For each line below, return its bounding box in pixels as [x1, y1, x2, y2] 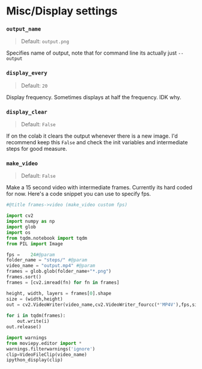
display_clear [6, 108, 47, 115]
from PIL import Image [6, 240, 63, 247]
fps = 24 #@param [6, 251, 55, 258]
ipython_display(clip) [6, 357, 63, 363]
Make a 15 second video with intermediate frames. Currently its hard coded [6, 184, 192, 191]
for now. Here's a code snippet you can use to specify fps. [6, 191, 151, 198]
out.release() [6, 324, 42, 330]
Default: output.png [20, 38, 69, 45]
